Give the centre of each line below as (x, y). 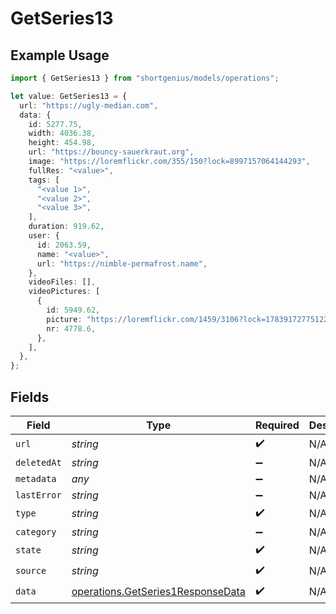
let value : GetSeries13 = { (69, 96)
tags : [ (44, 180)
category (36, 531)
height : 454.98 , (62, 143)
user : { (44, 236)
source (31, 571)
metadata (36, 478)
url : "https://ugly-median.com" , (89, 105)
